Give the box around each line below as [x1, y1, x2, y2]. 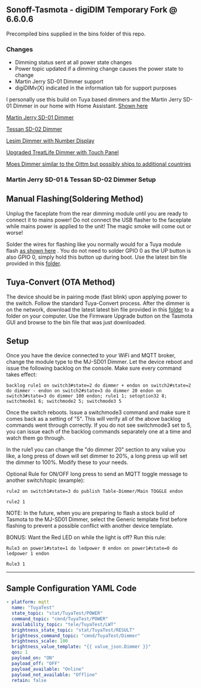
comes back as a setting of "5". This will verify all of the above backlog [6, 415, 181, 423]
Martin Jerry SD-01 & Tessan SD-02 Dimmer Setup [6, 175, 156, 184]
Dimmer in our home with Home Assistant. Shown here [13, 102, 148, 110]
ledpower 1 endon [6, 551, 50, 557]
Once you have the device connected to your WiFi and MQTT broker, [6, 352, 176, 359]
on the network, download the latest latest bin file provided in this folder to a [6, 306, 194, 313]
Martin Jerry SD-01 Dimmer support [14, 78, 103, 85]
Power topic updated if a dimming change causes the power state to [14, 65, 184, 73]
